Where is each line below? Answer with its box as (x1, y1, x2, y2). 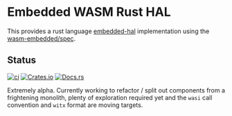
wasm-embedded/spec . (7, 34, 76, 42)
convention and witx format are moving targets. (7, 101, 143, 109)
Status (7, 55, 37, 66)
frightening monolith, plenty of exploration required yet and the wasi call (7, 93, 213, 101)
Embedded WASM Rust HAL (7, 4, 171, 20)
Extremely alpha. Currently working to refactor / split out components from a (7, 86, 226, 94)
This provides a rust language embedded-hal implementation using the (7, 27, 210, 35)
